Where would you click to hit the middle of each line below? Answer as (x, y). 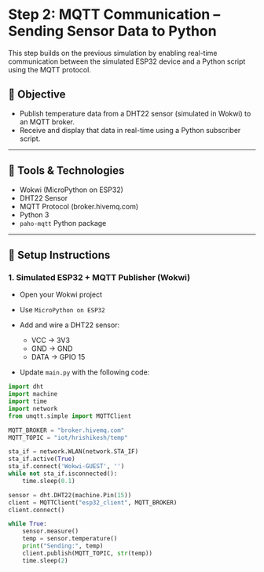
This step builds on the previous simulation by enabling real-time (113, 53)
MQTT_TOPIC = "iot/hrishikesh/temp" (68, 437)
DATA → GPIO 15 (58, 357)
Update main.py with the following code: (84, 372)
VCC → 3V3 (51, 341)
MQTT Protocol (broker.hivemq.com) (79, 206)
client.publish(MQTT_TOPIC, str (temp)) (88, 553)
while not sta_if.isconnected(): (63, 474)
